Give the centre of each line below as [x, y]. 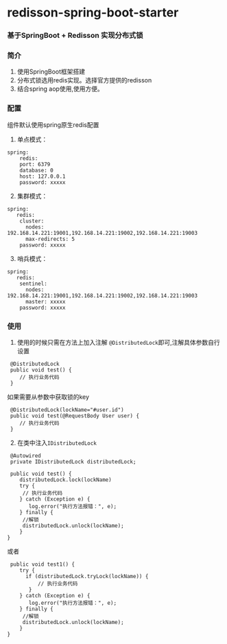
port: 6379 [35, 164]
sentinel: [34, 284]
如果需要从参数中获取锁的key [48, 397]
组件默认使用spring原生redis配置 [53, 124]
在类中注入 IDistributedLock [57, 443]
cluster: [32, 221]
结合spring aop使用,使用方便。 [60, 89]
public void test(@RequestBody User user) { [74, 416]
